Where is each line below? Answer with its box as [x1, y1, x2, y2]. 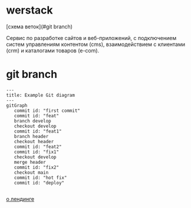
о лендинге [6, 195, 34, 202]
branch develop [14, 118, 51, 124]
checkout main [14, 169, 49, 176]
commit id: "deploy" [14, 180, 65, 186]
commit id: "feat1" [14, 128, 62, 134]
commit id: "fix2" [14, 164, 60, 170]
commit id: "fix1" [14, 148, 60, 155]
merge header [14, 159, 46, 165]
